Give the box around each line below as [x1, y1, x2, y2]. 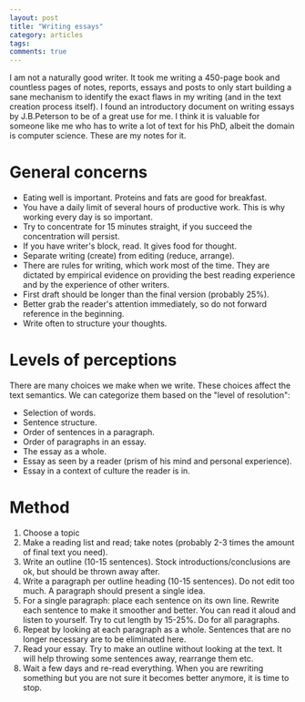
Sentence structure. [22, 417, 97, 428]
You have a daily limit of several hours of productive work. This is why [22, 202, 285, 213]
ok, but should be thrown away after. [22, 565, 161, 576]
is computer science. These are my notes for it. [9, 130, 187, 141]
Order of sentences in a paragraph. [22, 427, 155, 437]
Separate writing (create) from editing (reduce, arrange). [22, 250, 235, 261]
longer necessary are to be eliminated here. [22, 634, 187, 645]
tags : [9, 38, 30, 48]
